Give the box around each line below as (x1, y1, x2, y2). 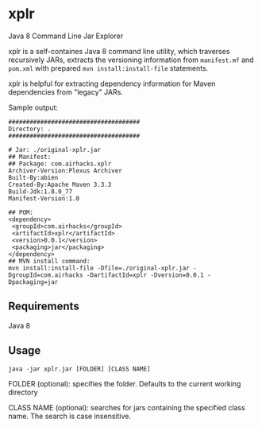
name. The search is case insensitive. (8, 411, 131, 421)
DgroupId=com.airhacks (8, 271, 83, 279)
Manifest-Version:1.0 (8, 194, 80, 203)
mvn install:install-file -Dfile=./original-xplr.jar (8, 264, 191, 272)
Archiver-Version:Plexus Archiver (8, 166, 123, 175)
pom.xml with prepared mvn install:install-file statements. (8, 63, 209, 72)
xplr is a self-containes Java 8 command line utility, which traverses (8, 46, 230, 56)
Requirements (8, 300, 79, 313)
